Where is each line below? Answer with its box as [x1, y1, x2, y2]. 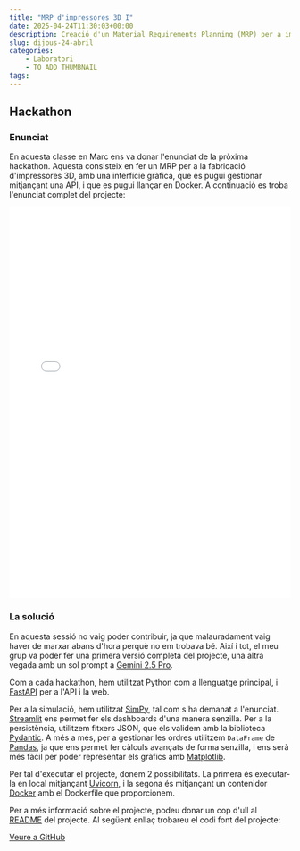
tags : [9, 72, 29, 80]
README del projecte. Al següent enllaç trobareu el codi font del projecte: [9, 814, 281, 825]
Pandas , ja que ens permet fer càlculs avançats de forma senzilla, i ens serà [9, 741, 289, 752]
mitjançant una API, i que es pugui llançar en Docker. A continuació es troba [9, 180, 288, 190]
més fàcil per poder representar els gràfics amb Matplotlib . [9, 751, 226, 762]
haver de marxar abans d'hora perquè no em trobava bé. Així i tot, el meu [9, 640, 279, 651]
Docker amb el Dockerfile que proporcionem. [9, 788, 176, 798]
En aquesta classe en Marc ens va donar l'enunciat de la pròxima [9, 151, 248, 162]
